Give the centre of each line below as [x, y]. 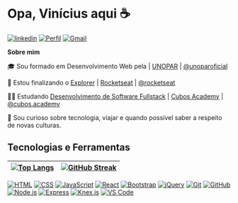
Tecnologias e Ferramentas [69, 147]
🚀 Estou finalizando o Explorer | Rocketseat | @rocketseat [91, 82]
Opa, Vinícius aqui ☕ [69, 14]
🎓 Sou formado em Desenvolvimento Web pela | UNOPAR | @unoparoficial [118, 66]
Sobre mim [24, 52]
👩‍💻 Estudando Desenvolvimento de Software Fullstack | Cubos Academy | [115, 96]
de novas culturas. [34, 125]
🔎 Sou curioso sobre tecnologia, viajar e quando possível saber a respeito [115, 117]
